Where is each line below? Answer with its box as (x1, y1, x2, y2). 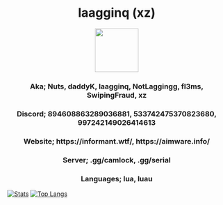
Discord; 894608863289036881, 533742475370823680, (17, 109, 217, 119)
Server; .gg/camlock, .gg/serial (62, 155, 172, 165)
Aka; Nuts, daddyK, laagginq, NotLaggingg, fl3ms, (30, 82, 204, 91)
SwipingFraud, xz (86, 90, 147, 100)
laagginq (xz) (77, 5, 156, 21)
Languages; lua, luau (81, 174, 153, 183)
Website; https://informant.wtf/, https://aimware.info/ (23, 136, 210, 146)
